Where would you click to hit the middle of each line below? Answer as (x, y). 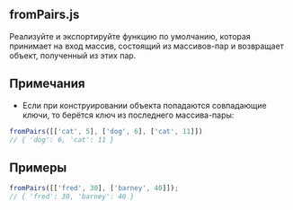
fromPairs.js (44, 15)
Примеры (38, 167)
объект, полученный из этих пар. (73, 55)
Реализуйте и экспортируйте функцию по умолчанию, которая (130, 36)
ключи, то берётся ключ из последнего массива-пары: (128, 115)
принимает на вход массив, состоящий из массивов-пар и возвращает (147, 46)
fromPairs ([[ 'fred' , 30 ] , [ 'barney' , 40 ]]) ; (94, 188)
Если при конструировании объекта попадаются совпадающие (144, 105)
